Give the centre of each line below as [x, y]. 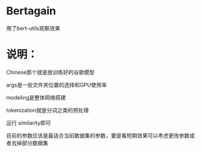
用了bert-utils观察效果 [33, 28]
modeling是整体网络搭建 [36, 97]
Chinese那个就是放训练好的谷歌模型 [50, 72]
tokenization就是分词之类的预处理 [48, 110]
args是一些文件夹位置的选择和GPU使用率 [57, 85]
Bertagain [31, 11]
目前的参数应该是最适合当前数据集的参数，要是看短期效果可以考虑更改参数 [98, 135]
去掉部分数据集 [30, 143]
